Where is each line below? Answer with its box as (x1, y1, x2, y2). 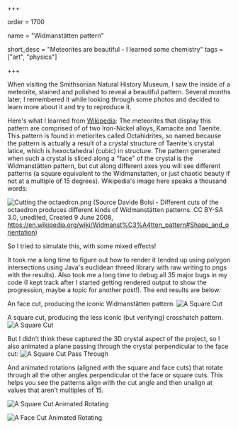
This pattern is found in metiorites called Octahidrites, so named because (7, 132, 222, 140)
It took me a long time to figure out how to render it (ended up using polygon (7, 256, 231, 264)
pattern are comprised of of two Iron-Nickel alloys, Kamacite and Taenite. (7, 124, 222, 132)
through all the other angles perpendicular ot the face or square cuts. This (7, 371, 223, 379)
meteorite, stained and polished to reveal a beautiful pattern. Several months (7, 88, 231, 96)
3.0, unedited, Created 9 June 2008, (7, 213, 113, 221)
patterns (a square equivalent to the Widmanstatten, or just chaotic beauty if (7, 169, 230, 177)
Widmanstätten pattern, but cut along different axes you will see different (7, 162, 221, 170)
